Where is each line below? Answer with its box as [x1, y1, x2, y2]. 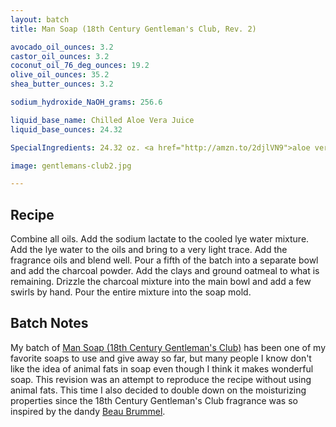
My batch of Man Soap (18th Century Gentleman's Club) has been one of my [10, 341, 327, 353]
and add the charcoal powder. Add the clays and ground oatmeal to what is [10, 265, 320, 277]
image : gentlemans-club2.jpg [10, 161, 132, 171]
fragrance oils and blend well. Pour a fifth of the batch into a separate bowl [10, 254, 319, 266]
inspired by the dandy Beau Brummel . [10, 405, 166, 417]
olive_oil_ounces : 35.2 [10, 70, 110, 80]
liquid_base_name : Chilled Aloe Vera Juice [10, 115, 195, 125]
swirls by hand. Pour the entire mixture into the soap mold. [10, 286, 252, 298]
